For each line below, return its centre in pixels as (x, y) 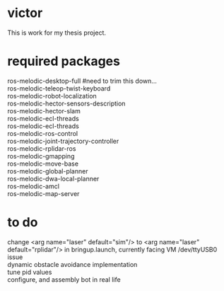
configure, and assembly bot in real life (64, 279)
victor (25, 13)
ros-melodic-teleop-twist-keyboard (59, 88)
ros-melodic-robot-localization (52, 96)
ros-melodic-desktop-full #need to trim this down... (82, 81)
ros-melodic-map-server (43, 193)
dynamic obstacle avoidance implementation (72, 264)
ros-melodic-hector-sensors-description (66, 103)
